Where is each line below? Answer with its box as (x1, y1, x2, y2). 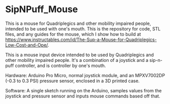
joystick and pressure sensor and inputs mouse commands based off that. (5, 93, 161, 99)
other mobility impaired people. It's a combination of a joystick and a (5, 57, 149, 63)
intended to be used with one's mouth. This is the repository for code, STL (5, 25, 161, 31)
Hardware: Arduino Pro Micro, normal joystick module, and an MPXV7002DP (5, 72, 165, 78)
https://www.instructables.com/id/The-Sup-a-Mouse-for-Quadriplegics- (5, 37, 157, 43)
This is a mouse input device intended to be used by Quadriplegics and (5, 52, 154, 58)
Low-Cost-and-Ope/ (5, 42, 48, 48)
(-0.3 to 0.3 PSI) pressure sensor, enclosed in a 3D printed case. (5, 78, 140, 84)
